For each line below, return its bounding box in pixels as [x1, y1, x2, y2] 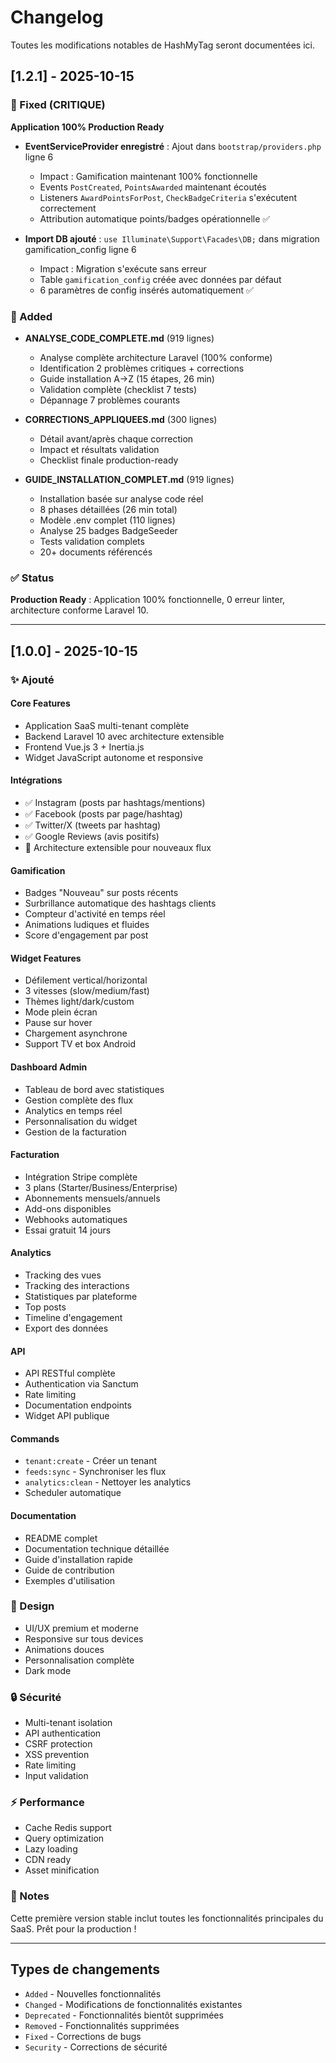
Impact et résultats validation [39, 443, 160, 455]
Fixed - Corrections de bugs [24, 2030, 142, 2042]
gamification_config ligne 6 [24, 243, 137, 255]
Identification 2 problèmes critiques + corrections [39, 362, 245, 374]
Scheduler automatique [24, 1487, 122, 1499]
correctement [39, 202, 97, 214]
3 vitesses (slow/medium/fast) [24, 985, 150, 997]
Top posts [24, 1301, 67, 1313]
